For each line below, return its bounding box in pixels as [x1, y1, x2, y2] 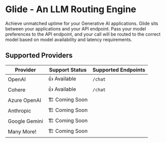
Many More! [8, 128, 37, 135]
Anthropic [8, 108, 31, 115]
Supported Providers [5, 51, 73, 60]
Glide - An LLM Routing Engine [5, 4, 137, 15]
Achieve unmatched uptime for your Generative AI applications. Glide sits [5, 20, 158, 26]
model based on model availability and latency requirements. [5, 37, 132, 43]
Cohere [8, 86, 26, 93]
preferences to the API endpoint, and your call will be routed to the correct [5, 31, 161, 37]
